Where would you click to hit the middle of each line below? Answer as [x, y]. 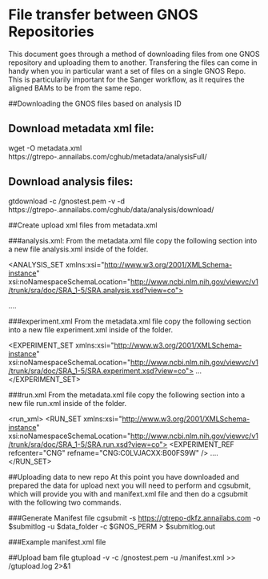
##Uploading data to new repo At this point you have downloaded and [124, 476]
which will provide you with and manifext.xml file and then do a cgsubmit [128, 493]
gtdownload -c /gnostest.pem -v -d [67, 201]
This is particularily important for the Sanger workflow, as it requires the [127, 79]
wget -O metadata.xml [45, 148]
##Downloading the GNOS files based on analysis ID [95, 103]
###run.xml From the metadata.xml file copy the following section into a [127, 395]
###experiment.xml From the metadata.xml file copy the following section [130, 321]
